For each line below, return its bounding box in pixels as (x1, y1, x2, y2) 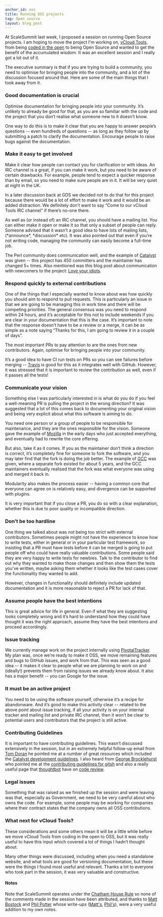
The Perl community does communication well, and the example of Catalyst (5, 252, 156, 258)
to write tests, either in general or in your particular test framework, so (5, 539, 146, 545)
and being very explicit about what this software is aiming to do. (5, 411, 133, 417)
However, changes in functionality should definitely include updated (5, 580, 141, 586)
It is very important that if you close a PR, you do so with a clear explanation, (5, 500, 158, 506)
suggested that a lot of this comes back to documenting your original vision (5, 406, 156, 412)
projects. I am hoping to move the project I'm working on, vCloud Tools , (5, 40, 148, 45)
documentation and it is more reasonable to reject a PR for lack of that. (5, 585, 147, 591)
